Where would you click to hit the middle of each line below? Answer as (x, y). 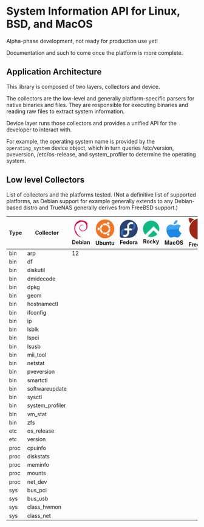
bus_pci (37, 490)
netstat (36, 363)
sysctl (35, 397)
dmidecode (41, 279)
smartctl (37, 380)
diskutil (36, 270)
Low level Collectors (46, 180)
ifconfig (37, 312)
